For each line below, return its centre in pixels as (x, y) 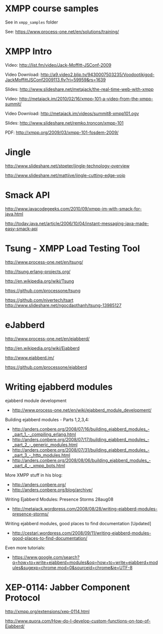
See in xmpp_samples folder (32, 22)
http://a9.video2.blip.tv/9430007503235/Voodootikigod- (98, 75)
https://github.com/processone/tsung (43, 290)
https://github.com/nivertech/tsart (39, 300)
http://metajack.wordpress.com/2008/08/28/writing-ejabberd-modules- (85, 508)
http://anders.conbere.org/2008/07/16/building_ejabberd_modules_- (81, 429)
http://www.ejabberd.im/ (30, 357)
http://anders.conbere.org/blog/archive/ (52, 490)
